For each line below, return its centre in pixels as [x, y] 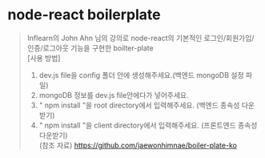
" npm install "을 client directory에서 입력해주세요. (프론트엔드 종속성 [148, 125]
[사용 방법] [44, 58]
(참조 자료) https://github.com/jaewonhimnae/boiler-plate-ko [138, 145]
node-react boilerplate [84, 15]
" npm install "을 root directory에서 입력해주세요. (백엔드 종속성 [139, 105]
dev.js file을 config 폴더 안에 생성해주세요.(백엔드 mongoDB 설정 [142, 75]
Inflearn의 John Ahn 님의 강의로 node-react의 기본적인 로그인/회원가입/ [141, 38]
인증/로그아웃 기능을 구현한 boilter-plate [90, 48]
